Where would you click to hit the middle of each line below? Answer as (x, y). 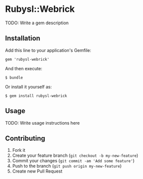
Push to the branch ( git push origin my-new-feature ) (67, 166)
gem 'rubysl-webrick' (27, 59)
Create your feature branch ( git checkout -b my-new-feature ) (75, 156)
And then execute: (24, 68)
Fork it (19, 150)
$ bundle (14, 78)
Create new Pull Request (37, 171)
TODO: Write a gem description (37, 23)
